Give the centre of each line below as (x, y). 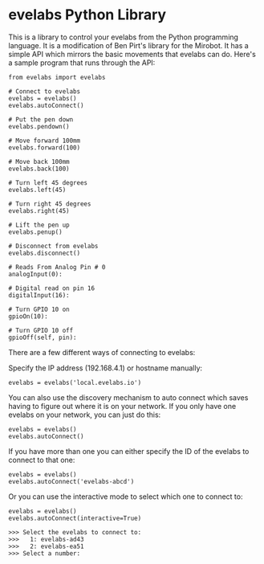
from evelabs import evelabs (57, 77)
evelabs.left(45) (37, 190)
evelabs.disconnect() (45, 253)
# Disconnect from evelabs (53, 246)
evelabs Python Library (87, 15)
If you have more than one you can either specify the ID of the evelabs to (129, 451)
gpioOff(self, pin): (43, 337)
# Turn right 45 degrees (50, 204)
